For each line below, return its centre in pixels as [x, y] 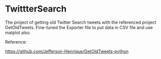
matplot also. [18, 32]
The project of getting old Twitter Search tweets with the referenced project [81, 22]
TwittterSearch [36, 9]
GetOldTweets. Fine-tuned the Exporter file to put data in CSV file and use [79, 27]
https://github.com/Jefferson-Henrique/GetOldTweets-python [67, 51]
